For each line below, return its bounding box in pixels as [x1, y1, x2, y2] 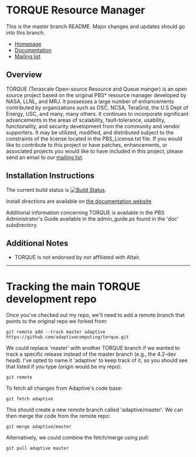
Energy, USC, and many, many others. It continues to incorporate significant [6, 110, 188, 117]
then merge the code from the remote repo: [6, 413, 111, 420]
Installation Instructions [6, 171, 95, 181]
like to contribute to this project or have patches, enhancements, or [6, 141, 168, 148]
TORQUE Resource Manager [6, 4, 145, 17]
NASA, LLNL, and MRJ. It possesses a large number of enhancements [6, 98, 174, 105]
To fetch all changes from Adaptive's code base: [6, 384, 123, 392]
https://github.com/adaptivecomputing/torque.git [6, 334, 129, 340]
